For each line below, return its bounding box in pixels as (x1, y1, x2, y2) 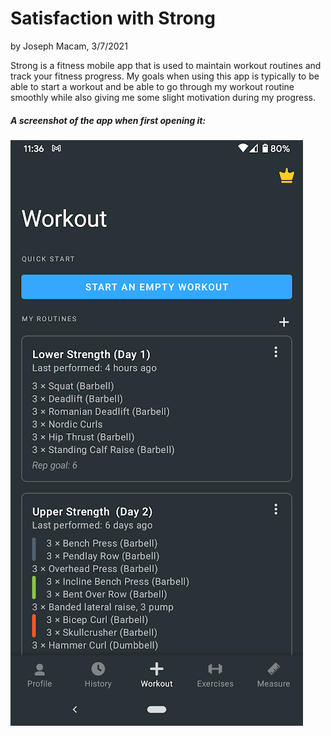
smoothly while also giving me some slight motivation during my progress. (10, 91, 317, 103)
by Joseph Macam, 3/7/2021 (10, 40, 128, 52)
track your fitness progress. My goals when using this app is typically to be (10, 70, 320, 82)
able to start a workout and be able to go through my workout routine (10, 80, 295, 92)
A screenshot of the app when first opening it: (10, 114, 207, 126)
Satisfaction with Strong (10, 7, 216, 30)
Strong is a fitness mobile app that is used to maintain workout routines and (10, 59, 322, 71)
